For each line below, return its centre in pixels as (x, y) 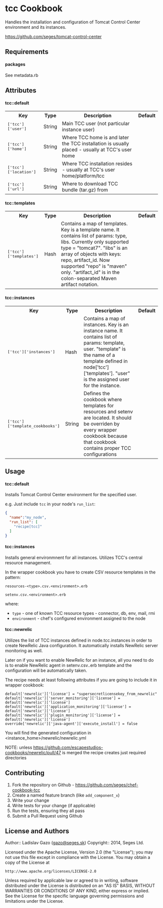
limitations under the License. (34, 901)
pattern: (13, 577)
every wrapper (100, 430)
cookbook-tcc (26, 790)
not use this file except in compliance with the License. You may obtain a (78, 857)
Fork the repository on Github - (43, 785)
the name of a (99, 355)
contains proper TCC (107, 448)
